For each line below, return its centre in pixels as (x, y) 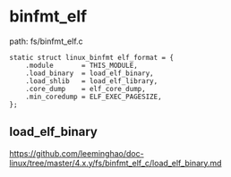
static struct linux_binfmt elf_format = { (92, 57)
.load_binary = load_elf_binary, (90, 73)
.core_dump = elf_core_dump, (86, 88)
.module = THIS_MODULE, (82, 65)
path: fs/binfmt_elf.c (46, 41)
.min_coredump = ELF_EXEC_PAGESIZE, (94, 97)
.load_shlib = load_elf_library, (92, 81)
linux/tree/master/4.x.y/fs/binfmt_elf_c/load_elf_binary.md (115, 163)
